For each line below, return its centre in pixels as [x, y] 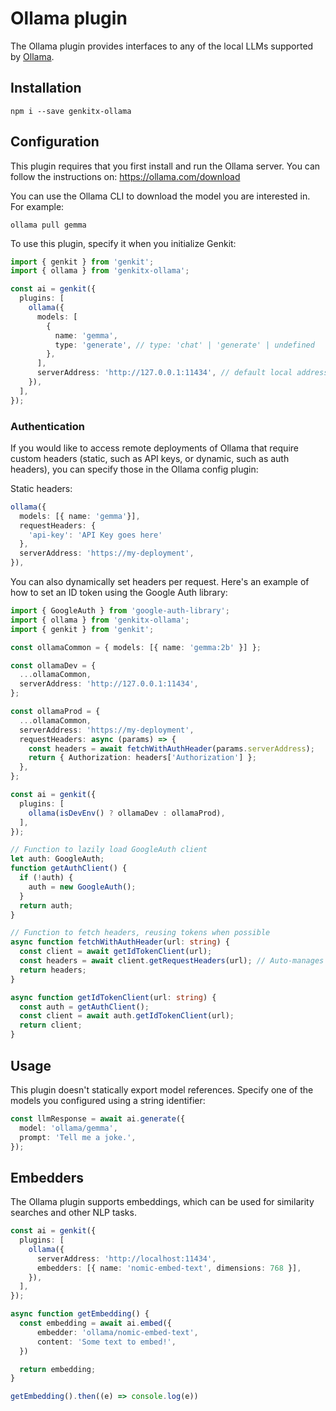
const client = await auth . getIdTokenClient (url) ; [127, 1016]
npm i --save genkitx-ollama [71, 111]
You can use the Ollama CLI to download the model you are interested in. [160, 196]
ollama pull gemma [48, 225]
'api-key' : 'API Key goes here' [95, 535]
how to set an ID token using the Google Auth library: [119, 593]
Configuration [55, 142]
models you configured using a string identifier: [108, 1100]
